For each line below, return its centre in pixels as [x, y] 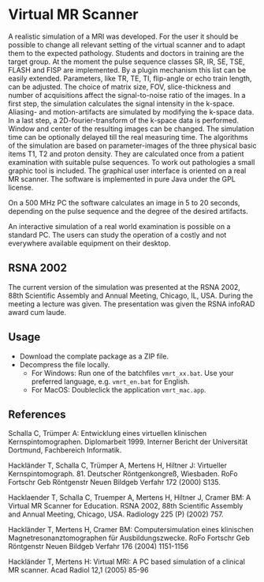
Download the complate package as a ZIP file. [94, 356]
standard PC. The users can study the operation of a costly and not [117, 235]
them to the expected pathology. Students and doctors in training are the [126, 53]
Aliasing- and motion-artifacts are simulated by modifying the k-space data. [131, 111]
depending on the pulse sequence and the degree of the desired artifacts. [128, 211]
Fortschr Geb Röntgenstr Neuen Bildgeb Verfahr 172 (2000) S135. [114, 482]
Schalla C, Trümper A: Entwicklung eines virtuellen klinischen [108, 434]
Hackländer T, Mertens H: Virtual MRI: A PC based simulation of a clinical [127, 561]
